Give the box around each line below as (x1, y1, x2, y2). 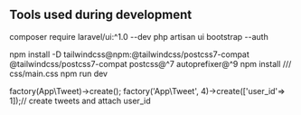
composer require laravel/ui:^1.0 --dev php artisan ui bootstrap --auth (9, 31, 268, 42)
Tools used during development (9, 7, 193, 23)
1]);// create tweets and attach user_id (9, 95, 151, 106)
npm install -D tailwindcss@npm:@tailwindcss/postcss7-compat (9, 49, 250, 60)
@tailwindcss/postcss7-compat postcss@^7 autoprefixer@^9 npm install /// (9, 58, 292, 69)
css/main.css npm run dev (9, 68, 108, 79)
